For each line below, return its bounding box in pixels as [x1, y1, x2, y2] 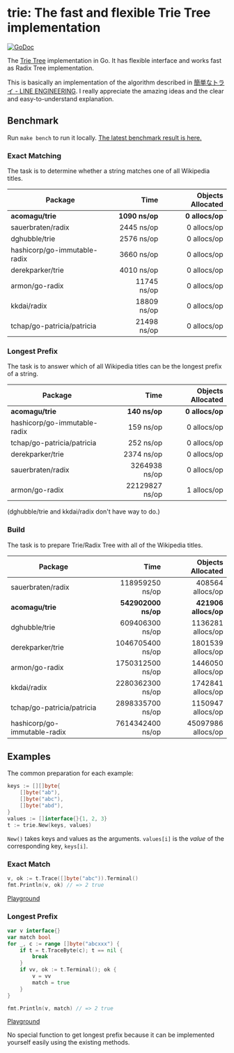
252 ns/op [127, 438, 162, 448]
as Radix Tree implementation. [7, 64, 94, 72]
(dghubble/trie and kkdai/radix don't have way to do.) [7, 507, 160, 516]
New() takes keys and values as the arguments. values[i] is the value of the [7, 834, 224, 842]
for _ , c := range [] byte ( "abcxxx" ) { [7, 940, 120, 947]
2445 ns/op [119, 223, 159, 232]
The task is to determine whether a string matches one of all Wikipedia [7, 167, 210, 175]
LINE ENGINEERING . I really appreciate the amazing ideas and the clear [19, 87, 224, 95]
